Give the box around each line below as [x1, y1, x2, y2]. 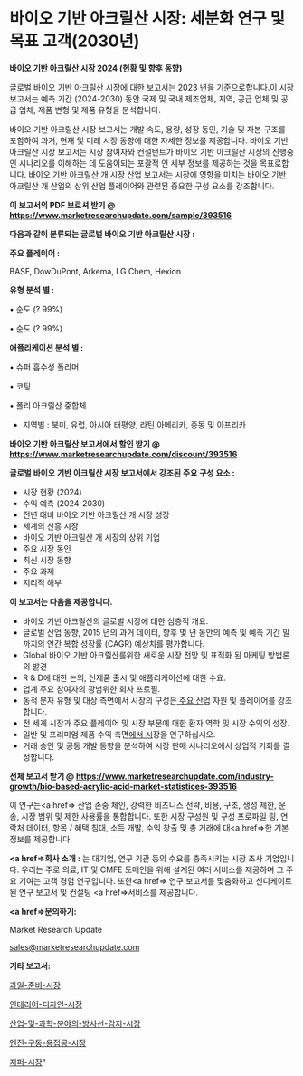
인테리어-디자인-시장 [9, 998, 83, 1010]
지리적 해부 [22, 577, 62, 588]
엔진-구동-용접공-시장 [9, 1037, 87, 1048]
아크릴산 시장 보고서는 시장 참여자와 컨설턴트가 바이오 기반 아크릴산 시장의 [9, 146, 270, 157]
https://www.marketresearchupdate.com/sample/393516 [9, 209, 232, 220]
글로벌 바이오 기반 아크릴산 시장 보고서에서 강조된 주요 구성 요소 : [9, 467, 235, 478]
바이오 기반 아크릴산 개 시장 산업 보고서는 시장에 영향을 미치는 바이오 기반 [28, 168, 287, 179]
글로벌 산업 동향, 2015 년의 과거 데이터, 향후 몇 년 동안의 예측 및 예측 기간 [22, 627, 280, 638]
